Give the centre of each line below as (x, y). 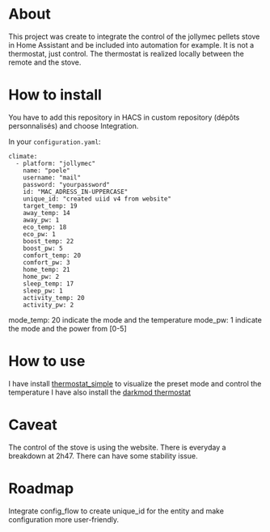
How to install (55, 95)
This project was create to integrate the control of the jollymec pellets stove (134, 36)
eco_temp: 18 (45, 227)
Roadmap (41, 488)
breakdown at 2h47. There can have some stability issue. (103, 456)
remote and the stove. (45, 62)
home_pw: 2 (41, 277)
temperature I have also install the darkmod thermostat (100, 392)
